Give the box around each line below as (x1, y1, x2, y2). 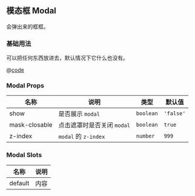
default (9, 179, 30, 187)
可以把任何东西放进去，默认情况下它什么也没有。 (6, 54, 128, 62)
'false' (164, 110, 186, 117)
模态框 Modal (6, 5, 56, 16)
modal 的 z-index (58, 132, 105, 141)
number (136, 133, 155, 140)
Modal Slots (6, 151, 42, 159)
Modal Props (6, 81, 44, 90)
